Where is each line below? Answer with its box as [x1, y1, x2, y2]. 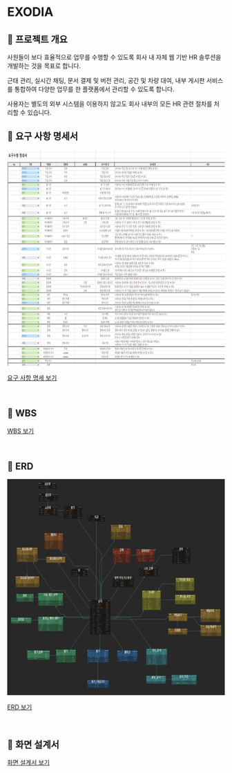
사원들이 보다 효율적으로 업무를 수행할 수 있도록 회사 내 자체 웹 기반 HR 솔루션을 [7, 53, 222, 61]
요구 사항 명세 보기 [7, 373, 57, 382]
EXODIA [7, 4, 54, 20]
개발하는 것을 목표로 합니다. [7, 62, 81, 70]
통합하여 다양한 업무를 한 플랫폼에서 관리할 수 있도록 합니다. [14, 85, 175, 93]
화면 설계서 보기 [7, 758, 50, 767]
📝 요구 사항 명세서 [7, 131, 78, 142]
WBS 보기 [7, 427, 35, 435]
